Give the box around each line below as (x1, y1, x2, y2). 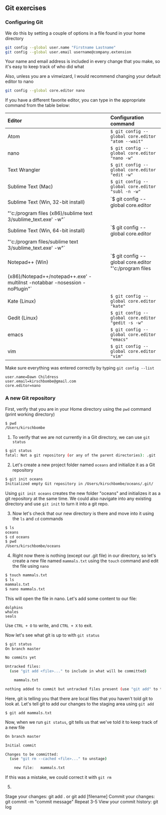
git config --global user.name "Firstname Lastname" (5, 45, 116, 50)
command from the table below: (5, 103, 70, 109)
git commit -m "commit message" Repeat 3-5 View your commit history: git (5, 799, 159, 805)
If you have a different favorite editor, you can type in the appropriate (5, 97, 146, 103)
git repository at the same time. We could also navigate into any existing (5, 495, 152, 501)
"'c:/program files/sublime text (7, 238, 79, 245)
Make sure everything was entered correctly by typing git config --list (5, 365, 155, 371)
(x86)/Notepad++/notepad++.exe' (7, 273, 87, 280)
